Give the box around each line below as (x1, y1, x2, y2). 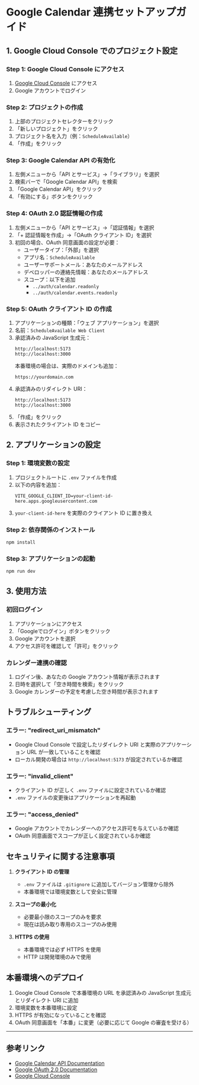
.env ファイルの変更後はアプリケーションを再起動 (14, 794, 136, 801)
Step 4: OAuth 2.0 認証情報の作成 (6, 209, 102, 218)
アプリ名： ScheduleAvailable (23, 253, 95, 261)
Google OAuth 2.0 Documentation (14, 1065, 98, 1073)
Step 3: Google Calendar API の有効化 (6, 157, 115, 165)
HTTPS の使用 (14, 933, 50, 940)
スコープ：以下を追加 (23, 276, 76, 283)
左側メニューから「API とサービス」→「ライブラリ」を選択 (14, 171, 160, 178)
